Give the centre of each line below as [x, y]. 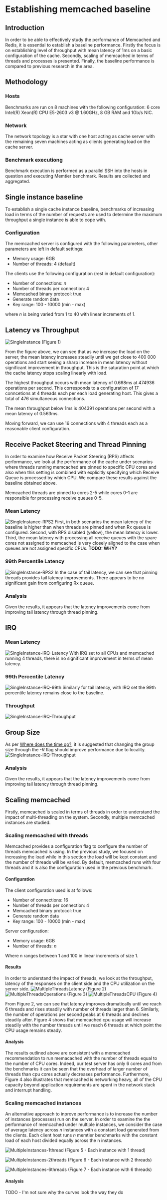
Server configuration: [27, 931]
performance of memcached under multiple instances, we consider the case [84, 1124]
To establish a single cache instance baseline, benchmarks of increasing [80, 209]
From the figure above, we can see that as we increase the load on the [78, 352]
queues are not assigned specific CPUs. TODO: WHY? [61, 548]
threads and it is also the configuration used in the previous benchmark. [79, 868]
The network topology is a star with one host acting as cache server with [80, 136]
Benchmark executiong [34, 160]
